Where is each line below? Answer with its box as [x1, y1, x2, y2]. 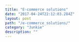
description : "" [5, 29, 38, 34]
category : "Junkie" [5, 25, 45, 30]
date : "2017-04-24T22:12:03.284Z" [5, 12, 75, 16]
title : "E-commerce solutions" [5, 7, 68, 12]
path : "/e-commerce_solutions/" [5, 20, 70, 26]
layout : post [5, 16, 32, 21]
